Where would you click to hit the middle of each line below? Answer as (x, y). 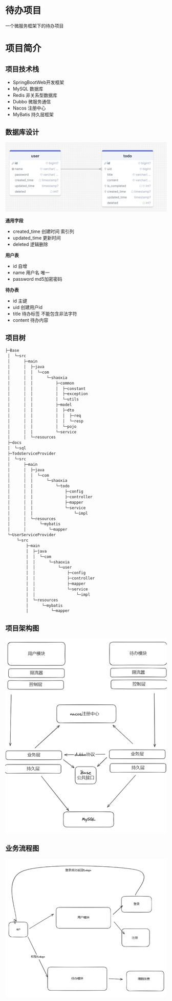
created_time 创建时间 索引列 (43, 231)
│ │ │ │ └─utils (43, 399)
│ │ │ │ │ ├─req (44, 415)
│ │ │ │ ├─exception (48, 394)
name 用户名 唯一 (31, 272)
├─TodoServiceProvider (32, 454)
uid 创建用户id (27, 307)
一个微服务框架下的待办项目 (35, 26)
